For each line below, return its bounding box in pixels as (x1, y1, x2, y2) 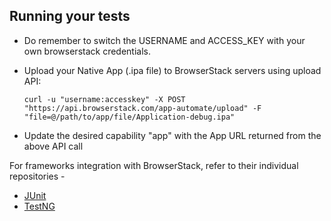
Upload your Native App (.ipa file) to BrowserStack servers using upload (23, 64, 322, 76)
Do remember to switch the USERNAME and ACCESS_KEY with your (23, 34, 306, 46)
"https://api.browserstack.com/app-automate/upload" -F (23, 103, 262, 113)
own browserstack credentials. (23, 45, 152, 57)
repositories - (9, 170, 66, 182)
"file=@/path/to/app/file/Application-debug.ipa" (23, 112, 236, 122)
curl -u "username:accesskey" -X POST (23, 94, 186, 104)
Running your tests (9, 8, 131, 25)
